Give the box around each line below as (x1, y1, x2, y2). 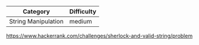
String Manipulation (9, 18, 64, 25)
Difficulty (69, 8, 97, 15)
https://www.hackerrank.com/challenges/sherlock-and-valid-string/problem (6, 32, 193, 39)
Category (23, 8, 50, 15)
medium (69, 18, 92, 25)
